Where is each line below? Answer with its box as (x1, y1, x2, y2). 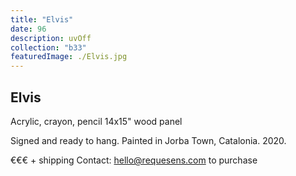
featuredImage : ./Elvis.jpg (10, 52, 128, 62)
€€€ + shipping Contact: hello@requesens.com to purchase (10, 154, 258, 166)
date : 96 (10, 24, 47, 34)
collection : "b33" (10, 42, 87, 53)
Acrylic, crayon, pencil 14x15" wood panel (10, 115, 183, 127)
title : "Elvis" (10, 14, 74, 25)
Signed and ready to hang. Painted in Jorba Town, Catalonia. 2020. (10, 134, 287, 146)
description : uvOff (10, 33, 92, 43)
